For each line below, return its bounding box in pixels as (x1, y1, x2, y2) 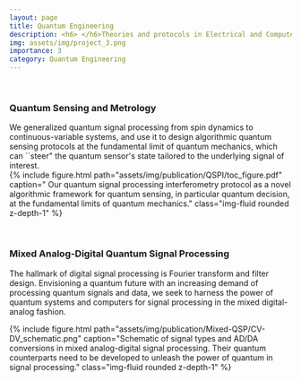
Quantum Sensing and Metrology (9, 101, 157, 114)
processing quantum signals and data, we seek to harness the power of (9, 287, 273, 298)
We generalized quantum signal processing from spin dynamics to (9, 122, 254, 133)
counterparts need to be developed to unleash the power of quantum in (9, 351, 273, 363)
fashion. (36, 306, 66, 316)
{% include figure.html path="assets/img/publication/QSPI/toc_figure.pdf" (9, 169, 283, 180)
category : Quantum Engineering (9, 55, 126, 64)
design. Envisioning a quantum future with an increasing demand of (9, 277, 259, 288)
